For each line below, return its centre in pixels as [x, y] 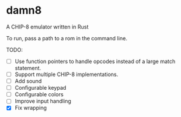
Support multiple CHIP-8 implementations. [66, 74]
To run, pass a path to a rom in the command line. [67, 38]
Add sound [28, 81]
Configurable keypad [40, 88]
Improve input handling [43, 101]
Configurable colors [39, 94]
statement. [28, 68]
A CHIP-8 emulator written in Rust [47, 27]
